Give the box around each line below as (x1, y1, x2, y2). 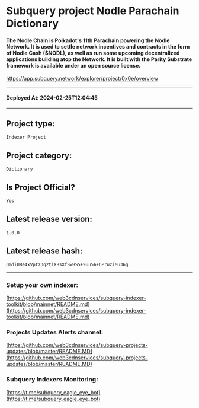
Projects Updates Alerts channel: (6, 328, 104, 336)
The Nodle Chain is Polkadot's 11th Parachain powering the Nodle (6, 37, 170, 44)
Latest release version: (6, 214, 93, 224)
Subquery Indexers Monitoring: (6, 375, 99, 384)
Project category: (6, 150, 72, 161)
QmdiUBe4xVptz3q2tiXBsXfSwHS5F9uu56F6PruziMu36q (6, 262, 129, 267)
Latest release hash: (6, 246, 83, 256)
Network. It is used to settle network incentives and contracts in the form (6, 43, 190, 50)
